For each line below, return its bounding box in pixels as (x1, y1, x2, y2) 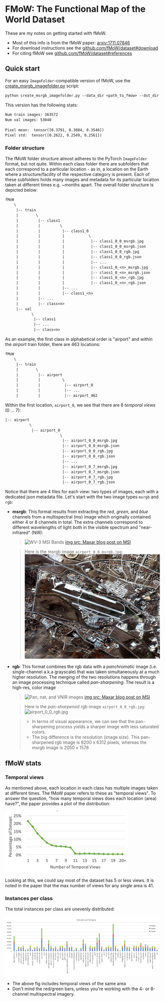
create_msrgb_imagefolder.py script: (5, 83, 80, 89)
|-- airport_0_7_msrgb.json (62, 469, 120, 474)
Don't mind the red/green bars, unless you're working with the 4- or (12, 986, 150, 992)
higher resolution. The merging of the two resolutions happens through (12, 674, 156, 680)
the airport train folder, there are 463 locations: (5, 342, 101, 347)
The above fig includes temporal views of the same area (12, 981, 126, 987)
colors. (31, 729, 46, 735)
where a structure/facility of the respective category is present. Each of (5, 172, 150, 177)
